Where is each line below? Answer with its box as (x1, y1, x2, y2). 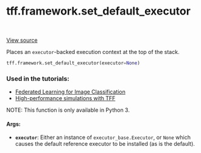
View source (6, 36, 38, 44)
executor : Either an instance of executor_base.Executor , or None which (15, 134, 191, 141)
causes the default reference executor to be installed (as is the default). (15, 140, 195, 148)
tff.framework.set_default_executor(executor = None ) (6, 59, 140, 66)
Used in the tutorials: (6, 74, 70, 83)
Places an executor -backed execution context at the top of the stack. (6, 48, 180, 55)
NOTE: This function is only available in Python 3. (6, 106, 130, 114)
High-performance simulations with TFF (15, 95, 116, 102)
